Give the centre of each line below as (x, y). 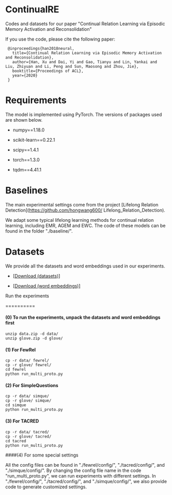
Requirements (36, 100)
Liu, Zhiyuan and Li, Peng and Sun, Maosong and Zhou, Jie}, (72, 66)
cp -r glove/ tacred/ (28, 436)
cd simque (16, 405)
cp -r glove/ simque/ (28, 401)
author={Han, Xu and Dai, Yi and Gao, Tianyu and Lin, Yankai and (85, 62)
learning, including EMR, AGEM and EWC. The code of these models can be (85, 225)
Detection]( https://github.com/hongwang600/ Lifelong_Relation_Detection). (85, 210)
